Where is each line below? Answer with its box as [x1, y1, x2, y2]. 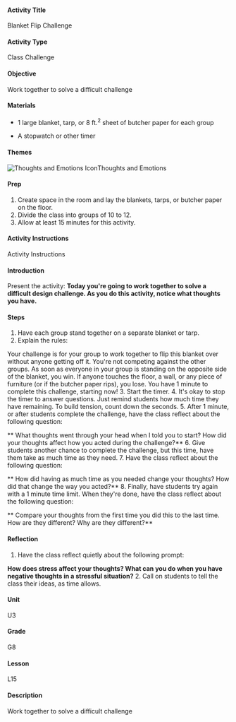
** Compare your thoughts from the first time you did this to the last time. [7, 511, 220, 519]
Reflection [7, 535, 39, 543]
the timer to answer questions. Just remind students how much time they [7, 395, 220, 403]
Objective [7, 69, 37, 78]
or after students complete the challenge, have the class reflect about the [7, 410, 221, 418]
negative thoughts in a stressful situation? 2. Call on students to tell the [7, 572, 218, 580]
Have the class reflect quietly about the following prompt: [17, 550, 185, 559]
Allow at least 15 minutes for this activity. [17, 218, 136, 226]
